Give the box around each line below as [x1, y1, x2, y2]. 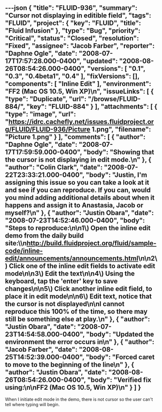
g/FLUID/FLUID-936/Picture [5, 125, 90, 134]
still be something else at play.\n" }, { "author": [5, 315, 150, 324]
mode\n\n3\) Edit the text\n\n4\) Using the [5, 270, 135, 278]
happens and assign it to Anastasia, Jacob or [5, 201, 144, 209]
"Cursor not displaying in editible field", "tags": [5, 12, 151, 20]
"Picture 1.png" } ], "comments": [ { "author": [5, 133, 146, 141]
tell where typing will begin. [5, 401, 60, 407]
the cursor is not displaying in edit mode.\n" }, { [5, 155, 151, 164]
